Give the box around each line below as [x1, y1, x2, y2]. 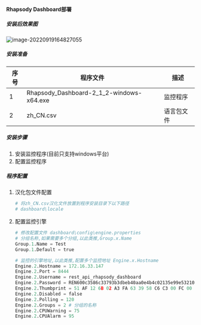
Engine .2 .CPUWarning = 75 [14, 308, 80, 314]
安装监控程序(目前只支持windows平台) [14, 150, 109, 157]
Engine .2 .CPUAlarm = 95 [14, 313, 75, 320]
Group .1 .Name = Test [14, 241, 66, 247]
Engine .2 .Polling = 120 [14, 296, 75, 303]
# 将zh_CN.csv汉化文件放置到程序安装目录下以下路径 [14, 201, 130, 207]
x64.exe [26, 96, 50, 105]
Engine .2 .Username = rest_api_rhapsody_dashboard [14, 274, 142, 281]
